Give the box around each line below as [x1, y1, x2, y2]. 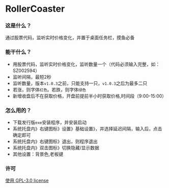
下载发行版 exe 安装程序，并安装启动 [12, 119, 87, 126]
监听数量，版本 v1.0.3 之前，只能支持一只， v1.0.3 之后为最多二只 [12, 80, 148, 86]
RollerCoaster [5, 3, 65, 15]
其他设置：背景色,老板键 [12, 151, 64, 158]
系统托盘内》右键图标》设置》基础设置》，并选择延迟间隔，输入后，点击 [12, 126, 162, 132]
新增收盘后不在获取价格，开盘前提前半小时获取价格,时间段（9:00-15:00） [12, 92, 167, 99]
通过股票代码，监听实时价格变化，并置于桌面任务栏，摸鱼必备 [5, 35, 135, 41]
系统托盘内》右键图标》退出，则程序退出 [12, 138, 98, 145]
